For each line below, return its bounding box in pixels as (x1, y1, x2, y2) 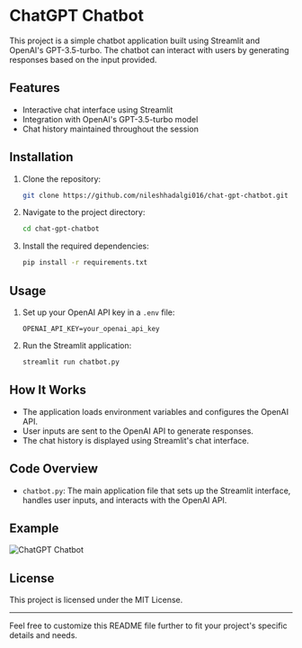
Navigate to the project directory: (22, 207, 146, 218)
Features (9, 80, 60, 95)
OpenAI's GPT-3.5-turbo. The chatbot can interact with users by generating (9, 44, 289, 55)
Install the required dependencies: (22, 240, 150, 252)
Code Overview (9, 461, 99, 477)
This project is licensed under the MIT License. (9, 595, 183, 606)
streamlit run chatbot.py (22, 357, 120, 366)
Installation (9, 149, 74, 165)
